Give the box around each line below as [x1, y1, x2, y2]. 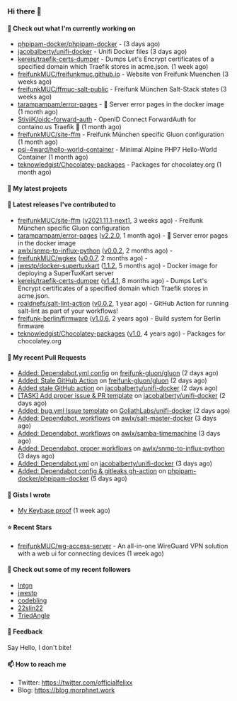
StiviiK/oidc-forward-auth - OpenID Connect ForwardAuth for [17, 115, 197, 123]
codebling [17, 596, 47, 605]
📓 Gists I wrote [7, 490, 51, 499]
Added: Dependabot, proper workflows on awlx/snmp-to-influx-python [17, 444, 225, 453]
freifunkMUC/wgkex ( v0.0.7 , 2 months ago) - [17, 253, 149, 262]
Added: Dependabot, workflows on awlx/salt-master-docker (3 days [17, 414, 217, 423]
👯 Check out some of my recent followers [7, 565, 131, 574]
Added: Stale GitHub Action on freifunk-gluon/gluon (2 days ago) [17, 376, 207, 385]
